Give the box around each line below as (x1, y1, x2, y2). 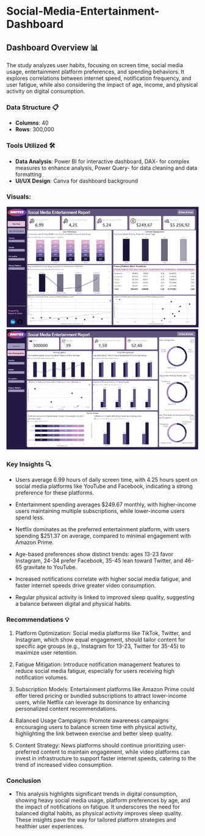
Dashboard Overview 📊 (6, 42, 99, 53)
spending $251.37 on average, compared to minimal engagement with (15, 532, 191, 540)
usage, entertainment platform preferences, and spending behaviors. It (6, 68, 185, 75)
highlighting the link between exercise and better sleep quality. (15, 730, 173, 737)
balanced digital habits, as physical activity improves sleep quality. (15, 809, 183, 816)
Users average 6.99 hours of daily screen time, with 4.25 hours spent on (15, 476, 198, 484)
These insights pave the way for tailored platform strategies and (15, 816, 176, 823)
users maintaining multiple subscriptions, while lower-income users (15, 507, 185, 515)
